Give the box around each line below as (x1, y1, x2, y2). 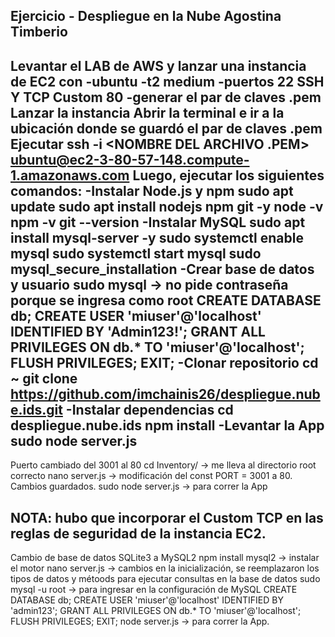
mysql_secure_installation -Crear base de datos (10, 260, 315, 278)
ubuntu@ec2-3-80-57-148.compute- (10, 151, 250, 168)
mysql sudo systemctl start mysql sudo (10, 245, 262, 262)
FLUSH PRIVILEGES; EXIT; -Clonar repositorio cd (10, 354, 319, 371)
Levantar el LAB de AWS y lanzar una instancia (10, 57, 307, 74)
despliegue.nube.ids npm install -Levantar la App (10, 417, 325, 434)
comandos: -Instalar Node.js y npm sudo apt (10, 182, 294, 199)
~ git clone (10, 370, 78, 387)
